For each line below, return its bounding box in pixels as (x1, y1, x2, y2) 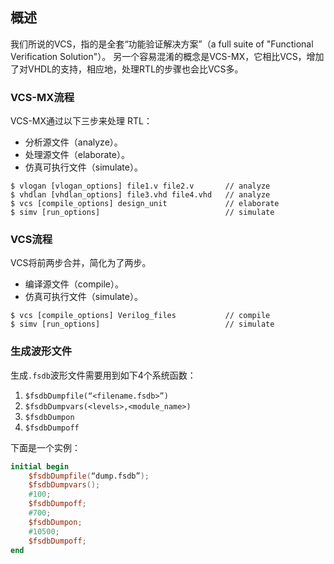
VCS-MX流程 (10, 90, 75, 104)
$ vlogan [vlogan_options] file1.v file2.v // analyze (10, 181, 271, 192)
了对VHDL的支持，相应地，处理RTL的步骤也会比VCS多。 (10, 63, 244, 75)
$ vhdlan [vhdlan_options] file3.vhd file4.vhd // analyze (10, 190, 271, 200)
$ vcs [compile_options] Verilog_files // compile (10, 311, 271, 321)
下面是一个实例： (10, 441, 81, 453)
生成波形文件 (10, 344, 73, 358)
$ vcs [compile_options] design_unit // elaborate (10, 199, 280, 209)
